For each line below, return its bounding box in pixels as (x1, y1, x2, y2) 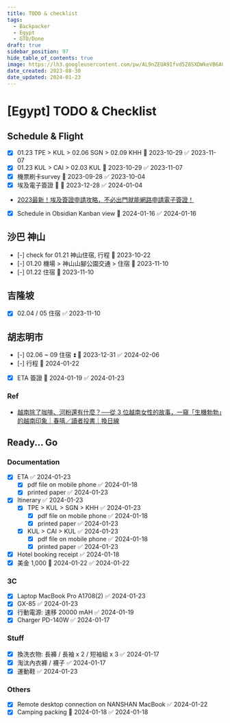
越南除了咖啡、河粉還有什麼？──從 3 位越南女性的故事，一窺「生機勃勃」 (16, 408, 222, 416)
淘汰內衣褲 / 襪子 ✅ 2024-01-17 (16, 659, 106, 667)
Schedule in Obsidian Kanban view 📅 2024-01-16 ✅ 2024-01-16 (16, 209, 196, 217)
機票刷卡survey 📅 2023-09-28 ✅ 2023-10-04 (16, 172, 146, 180)
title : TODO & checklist (7, 10, 78, 17)
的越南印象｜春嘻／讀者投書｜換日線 (16, 416, 120, 425)
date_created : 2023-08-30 (7, 67, 81, 74)
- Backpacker (13, 23, 51, 29)
